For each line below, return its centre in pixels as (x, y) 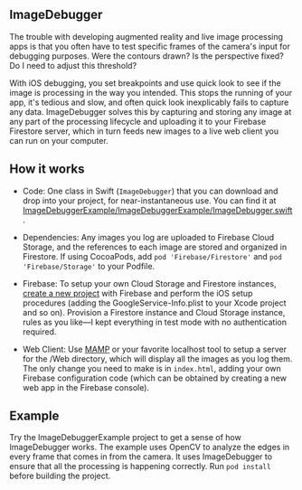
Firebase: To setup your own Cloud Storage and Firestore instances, (149, 283)
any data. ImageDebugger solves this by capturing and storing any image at (151, 111)
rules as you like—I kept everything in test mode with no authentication (155, 322)
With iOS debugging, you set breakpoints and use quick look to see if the (146, 83)
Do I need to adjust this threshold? (73, 65)
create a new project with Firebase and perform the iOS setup (137, 293)
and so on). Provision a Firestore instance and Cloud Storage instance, (154, 312)
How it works (47, 170)
